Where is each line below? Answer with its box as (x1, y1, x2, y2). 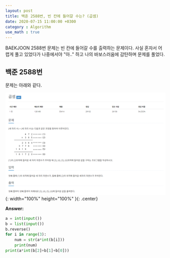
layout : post (5, 8, 33, 13)
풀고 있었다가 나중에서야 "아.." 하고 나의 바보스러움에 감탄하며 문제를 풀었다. (14, 51, 165, 58)
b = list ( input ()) (5, 221, 44, 226)
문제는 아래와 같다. (5, 82, 42, 88)
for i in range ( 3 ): (5, 232, 47, 237)
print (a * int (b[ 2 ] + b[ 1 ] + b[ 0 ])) (5, 248, 70, 253)
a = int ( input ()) (5, 216, 42, 221)
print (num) (14, 243, 38, 248)
